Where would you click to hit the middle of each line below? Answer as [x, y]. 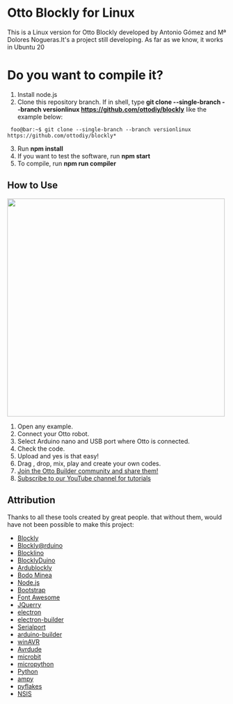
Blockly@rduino [40, 545]
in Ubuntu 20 [26, 47]
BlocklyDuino [36, 560]
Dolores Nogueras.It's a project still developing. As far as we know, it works [115, 39]
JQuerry [29, 604]
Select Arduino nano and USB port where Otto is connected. [103, 441]
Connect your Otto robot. [53, 433]
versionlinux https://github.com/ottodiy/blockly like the [125, 109]
